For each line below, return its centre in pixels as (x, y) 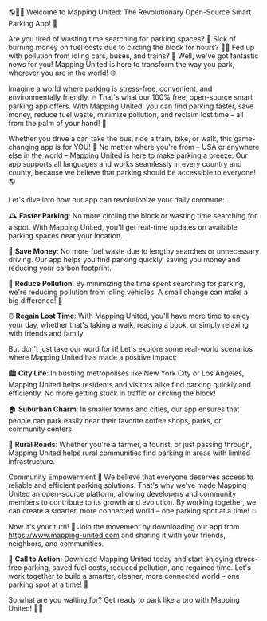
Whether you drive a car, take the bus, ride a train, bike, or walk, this (120, 138)
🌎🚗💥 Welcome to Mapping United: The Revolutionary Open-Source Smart (130, 12)
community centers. (41, 429)
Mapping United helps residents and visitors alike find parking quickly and (130, 385)
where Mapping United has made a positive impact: (93, 357)
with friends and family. (47, 333)
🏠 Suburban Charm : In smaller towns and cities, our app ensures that (124, 409)
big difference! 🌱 (35, 301)
